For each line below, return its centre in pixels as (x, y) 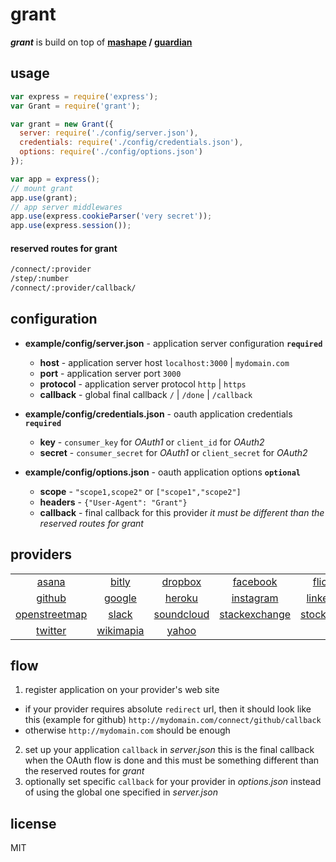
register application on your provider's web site (122, 690)
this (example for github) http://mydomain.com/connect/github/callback (173, 720)
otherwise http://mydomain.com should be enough (127, 730)
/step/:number (40, 279)
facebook (255, 581)
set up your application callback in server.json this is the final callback (169, 750)
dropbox (181, 581)
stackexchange (255, 614)
